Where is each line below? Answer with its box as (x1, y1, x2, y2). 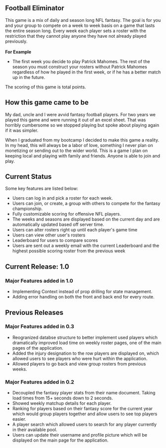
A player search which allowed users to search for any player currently (12, 422, 157, 428)
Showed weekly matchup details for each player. (12, 400, 112, 406)
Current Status (5, 172, 52, 181)
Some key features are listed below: (5, 186, 78, 192)
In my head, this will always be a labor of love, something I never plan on (5, 142, 153, 148)
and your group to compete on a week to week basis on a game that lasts (5, 22, 155, 28)
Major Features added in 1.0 (5, 277, 73, 284)
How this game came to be (5, 98, 89, 107)
